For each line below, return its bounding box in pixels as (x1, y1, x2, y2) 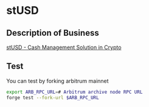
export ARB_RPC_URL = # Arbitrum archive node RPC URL (6, 89, 143, 95)
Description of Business (6, 28, 99, 38)
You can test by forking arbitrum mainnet (6, 77, 109, 85)
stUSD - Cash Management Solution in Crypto (6, 44, 122, 51)
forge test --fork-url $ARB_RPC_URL (6, 94, 99, 100)
